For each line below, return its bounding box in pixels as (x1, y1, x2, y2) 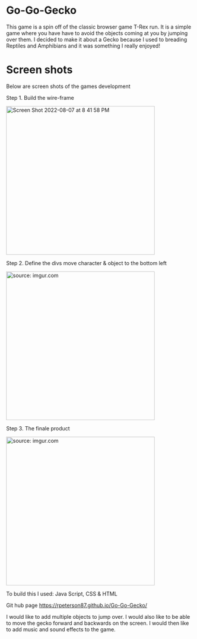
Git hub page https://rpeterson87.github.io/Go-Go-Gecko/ (6, 602, 147, 609)
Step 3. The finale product (6, 424, 70, 432)
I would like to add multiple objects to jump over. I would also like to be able (6, 613, 190, 620)
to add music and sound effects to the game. (6, 625, 116, 633)
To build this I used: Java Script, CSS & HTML (6, 590, 117, 597)
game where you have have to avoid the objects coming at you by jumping (6, 29, 188, 36)
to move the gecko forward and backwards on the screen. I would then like (6, 619, 189, 627)
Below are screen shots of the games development (6, 83, 131, 90)
